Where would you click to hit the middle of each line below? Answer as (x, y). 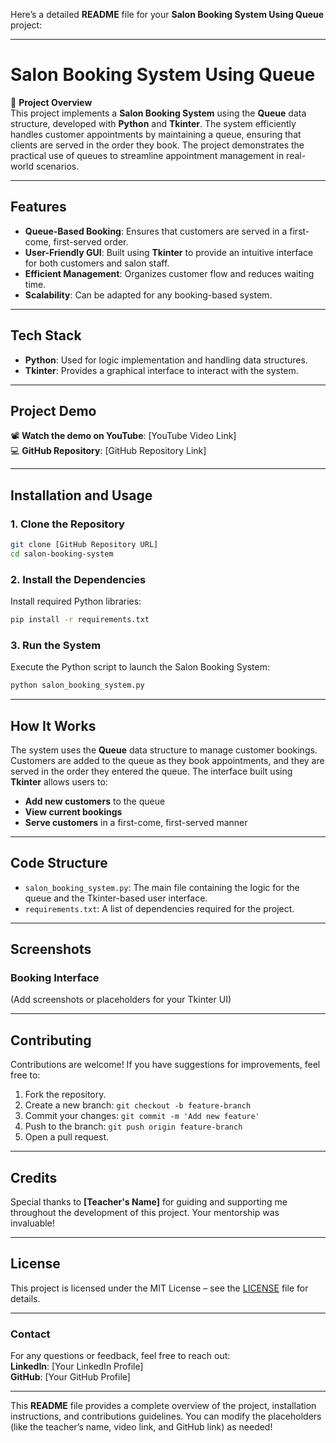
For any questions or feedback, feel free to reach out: (120, 1356)
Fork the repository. (65, 1095)
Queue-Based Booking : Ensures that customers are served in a (156, 231)
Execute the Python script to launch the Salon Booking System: (140, 667)
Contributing (51, 1040)
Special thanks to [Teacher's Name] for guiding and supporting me (149, 1202)
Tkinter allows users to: (59, 781)
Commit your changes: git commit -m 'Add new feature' (142, 1116)
